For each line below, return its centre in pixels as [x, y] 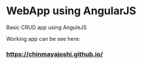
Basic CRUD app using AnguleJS [47, 27]
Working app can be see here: [43, 39]
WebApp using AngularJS [71, 11]
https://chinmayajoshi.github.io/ [55, 54]
